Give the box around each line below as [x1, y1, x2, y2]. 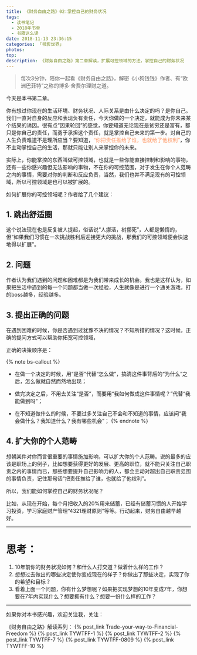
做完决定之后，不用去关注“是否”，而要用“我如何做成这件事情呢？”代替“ [14, 390, 186, 397]
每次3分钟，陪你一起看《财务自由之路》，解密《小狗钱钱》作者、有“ [20, 75, 183, 82]
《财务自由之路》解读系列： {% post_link [6, 623, 105, 630]
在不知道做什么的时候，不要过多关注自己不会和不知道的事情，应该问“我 [14, 409, 186, 417]
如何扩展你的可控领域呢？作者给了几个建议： [6, 190, 114, 197]
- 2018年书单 [11, 25, 40, 31]
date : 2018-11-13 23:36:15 [6, 36, 72, 42]
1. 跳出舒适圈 [6, 209, 53, 219]
